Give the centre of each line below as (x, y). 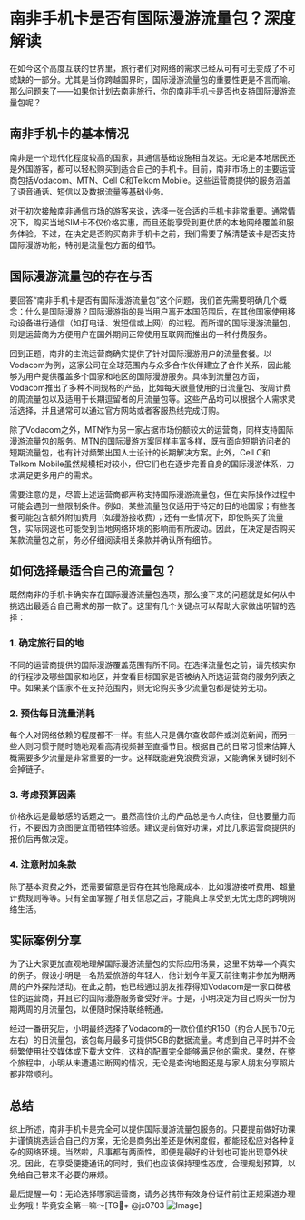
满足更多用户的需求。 (57, 475)
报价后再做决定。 (41, 839)
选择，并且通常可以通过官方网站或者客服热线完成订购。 (120, 410)
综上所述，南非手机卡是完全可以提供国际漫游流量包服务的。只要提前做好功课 (152, 1129)
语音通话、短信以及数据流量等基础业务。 (93, 191)
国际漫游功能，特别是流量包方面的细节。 (85, 245)
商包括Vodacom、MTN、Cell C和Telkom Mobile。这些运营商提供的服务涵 (147, 180)
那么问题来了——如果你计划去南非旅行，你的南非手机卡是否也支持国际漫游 (148, 91)
